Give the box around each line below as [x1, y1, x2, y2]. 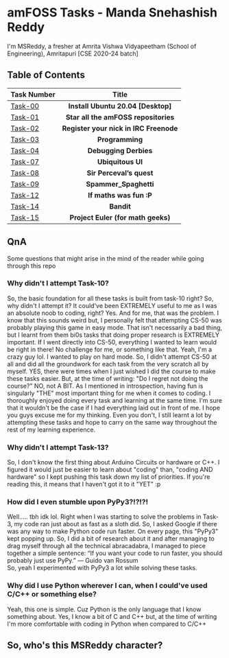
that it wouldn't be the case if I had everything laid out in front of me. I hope [7, 403, 221, 412]
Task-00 [10, 101, 40, 110]
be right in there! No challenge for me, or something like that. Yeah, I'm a [7, 345, 213, 353]
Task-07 [10, 156, 40, 166]
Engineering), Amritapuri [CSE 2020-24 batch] [7, 49, 138, 58]
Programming [97, 134, 143, 144]
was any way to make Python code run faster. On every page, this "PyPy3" [7, 527, 219, 536]
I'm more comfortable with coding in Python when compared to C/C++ [7, 620, 207, 628]
